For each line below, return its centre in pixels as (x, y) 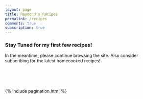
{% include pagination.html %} (36, 91)
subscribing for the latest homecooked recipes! (53, 61)
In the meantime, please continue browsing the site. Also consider (72, 56)
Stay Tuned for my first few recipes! (48, 45)
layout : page (18, 10)
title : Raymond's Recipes (31, 14)
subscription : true (25, 28)
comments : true (21, 23)
